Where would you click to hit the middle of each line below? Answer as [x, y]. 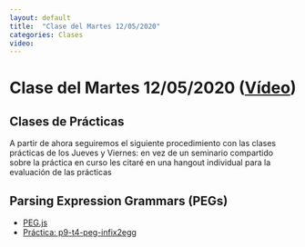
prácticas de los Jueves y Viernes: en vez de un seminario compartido [142, 153]
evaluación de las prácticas [61, 173]
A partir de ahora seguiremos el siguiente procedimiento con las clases [142, 143]
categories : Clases [46, 35]
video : [22, 43]
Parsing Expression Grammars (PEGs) [119, 201]
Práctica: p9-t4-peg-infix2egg [79, 232]
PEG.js [35, 222]
